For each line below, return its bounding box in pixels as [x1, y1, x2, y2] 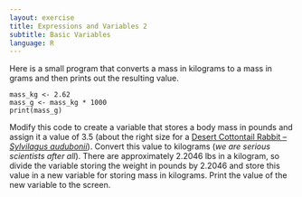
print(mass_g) [9, 106, 63, 116]
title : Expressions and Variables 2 [9, 22, 147, 31]
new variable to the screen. [9, 180, 111, 191]
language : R [9, 38, 54, 48]
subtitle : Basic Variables [9, 30, 111, 39]
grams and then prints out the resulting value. [9, 73, 179, 84]
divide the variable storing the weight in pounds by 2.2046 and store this [9, 160, 280, 172]
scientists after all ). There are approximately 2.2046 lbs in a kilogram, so [9, 151, 280, 162]
